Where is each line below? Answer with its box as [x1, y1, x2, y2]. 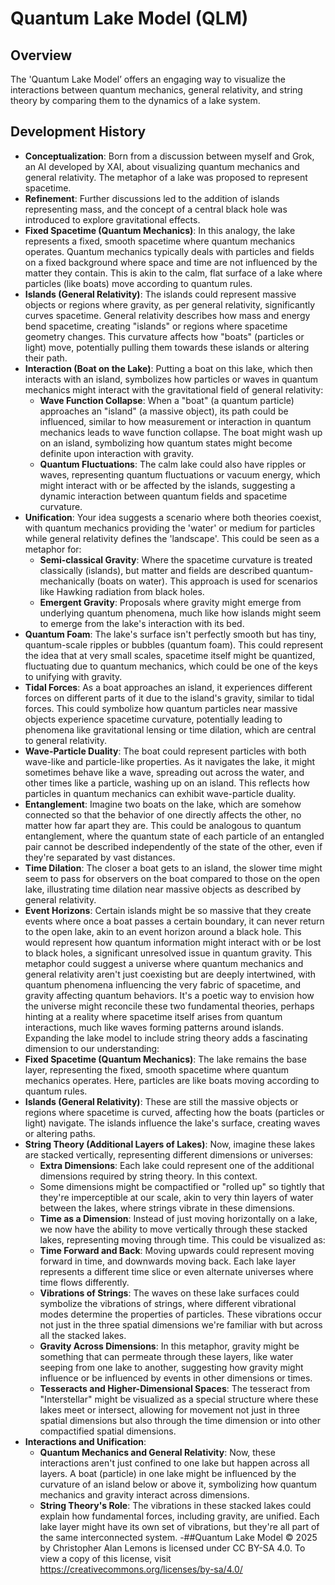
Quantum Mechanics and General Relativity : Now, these [39, 1446, 276, 1458]
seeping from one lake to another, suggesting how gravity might [39, 1361, 304, 1373]
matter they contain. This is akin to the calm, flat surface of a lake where [24, 267, 323, 279]
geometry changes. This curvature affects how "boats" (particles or [24, 330, 305, 342]
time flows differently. [39, 1276, 130, 1288]
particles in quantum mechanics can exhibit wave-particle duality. [24, 787, 297, 799]
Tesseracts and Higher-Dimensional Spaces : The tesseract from [39, 1382, 311, 1394]
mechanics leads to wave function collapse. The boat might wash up [39, 426, 323, 438]
